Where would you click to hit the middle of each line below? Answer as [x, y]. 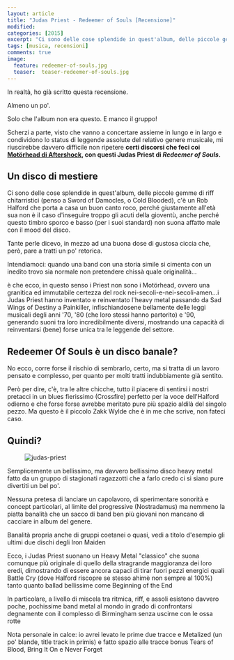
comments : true [29, 53]
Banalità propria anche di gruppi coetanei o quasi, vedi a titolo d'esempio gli [116, 535]
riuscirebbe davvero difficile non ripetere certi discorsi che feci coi [104, 147]
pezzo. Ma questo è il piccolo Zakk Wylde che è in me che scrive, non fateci [116, 411]
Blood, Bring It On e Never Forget [55, 649]
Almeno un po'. [29, 105]
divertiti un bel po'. [34, 485]
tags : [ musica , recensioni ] [48, 46]
